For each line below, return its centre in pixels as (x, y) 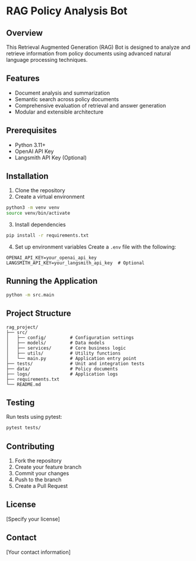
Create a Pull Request (41, 486)
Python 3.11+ (30, 145)
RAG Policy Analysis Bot (67, 11)
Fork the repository (38, 461)
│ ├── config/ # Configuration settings (70, 337)
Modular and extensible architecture (59, 112)
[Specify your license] (33, 519)
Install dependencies (40, 225)
